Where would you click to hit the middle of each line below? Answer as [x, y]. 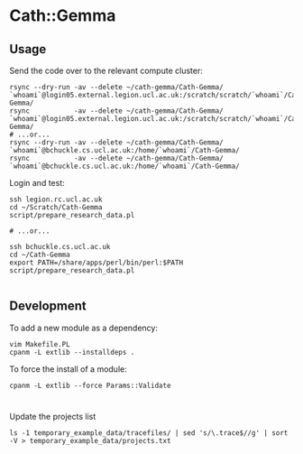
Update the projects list [53, 417]
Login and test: [37, 183]
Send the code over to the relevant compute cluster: [106, 70]
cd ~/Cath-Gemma [40, 255]
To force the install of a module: [69, 369]
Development [48, 306]
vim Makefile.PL [40, 344]
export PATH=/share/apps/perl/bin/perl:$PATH [96, 263]
